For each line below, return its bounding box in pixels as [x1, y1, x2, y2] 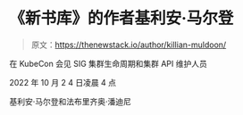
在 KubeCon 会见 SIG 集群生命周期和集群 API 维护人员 [9, 58, 208, 69]
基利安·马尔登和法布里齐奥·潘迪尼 [9, 95, 132, 107]
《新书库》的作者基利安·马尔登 [9, 8, 234, 29]
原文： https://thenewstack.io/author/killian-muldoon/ [30, 39, 227, 50]
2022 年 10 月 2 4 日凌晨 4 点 [9, 77, 117, 87]
